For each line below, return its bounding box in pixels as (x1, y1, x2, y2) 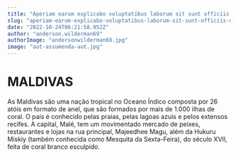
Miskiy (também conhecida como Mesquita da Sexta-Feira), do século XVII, (7, 135, 228, 143)
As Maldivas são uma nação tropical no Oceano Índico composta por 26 (7, 97, 218, 106)
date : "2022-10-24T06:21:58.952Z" (7, 23, 110, 30)
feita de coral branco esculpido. (7, 142, 101, 151)
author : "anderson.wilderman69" (7, 30, 103, 38)
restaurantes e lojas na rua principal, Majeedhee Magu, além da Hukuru (7, 127, 216, 135)
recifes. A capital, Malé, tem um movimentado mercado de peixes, (7, 120, 200, 128)
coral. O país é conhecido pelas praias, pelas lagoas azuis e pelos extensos (7, 112, 228, 120)
